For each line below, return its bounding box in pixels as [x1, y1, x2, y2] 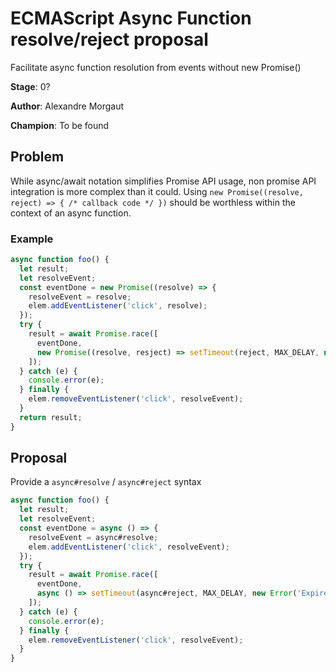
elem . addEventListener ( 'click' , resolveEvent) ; [28, 542, 230, 552]
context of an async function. [10, 207, 132, 219]
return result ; [19, 412, 83, 422]
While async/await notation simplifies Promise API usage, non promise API [10, 175, 317, 187]
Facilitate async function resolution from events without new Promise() [10, 61, 302, 73]
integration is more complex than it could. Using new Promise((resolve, [10, 185, 304, 197]
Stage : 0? [10, 80, 51, 92]
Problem [10, 148, 65, 166]
